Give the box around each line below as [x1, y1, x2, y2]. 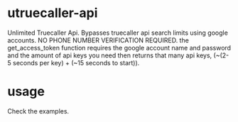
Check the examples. [7, 106, 70, 115]
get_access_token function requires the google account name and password [7, 43, 232, 52]
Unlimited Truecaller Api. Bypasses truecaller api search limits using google [7, 28, 229, 37]
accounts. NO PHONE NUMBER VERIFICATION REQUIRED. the [7, 35, 190, 44]
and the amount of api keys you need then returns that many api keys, [7, 51, 212, 60]
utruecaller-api [7, 5, 98, 21]
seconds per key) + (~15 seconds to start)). [13, 58, 140, 67]
